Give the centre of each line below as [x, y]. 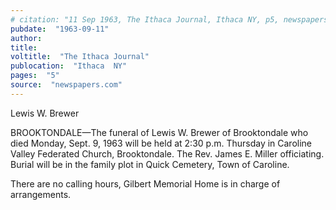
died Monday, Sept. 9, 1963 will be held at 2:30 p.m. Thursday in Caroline [161, 143]
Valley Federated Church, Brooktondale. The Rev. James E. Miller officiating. [167, 153]
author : [26, 38]
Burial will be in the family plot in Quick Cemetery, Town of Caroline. [150, 164]
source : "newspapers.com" [66, 85]
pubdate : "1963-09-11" [60, 29]
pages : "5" [35, 76]
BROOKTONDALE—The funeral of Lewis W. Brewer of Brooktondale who [159, 132]
